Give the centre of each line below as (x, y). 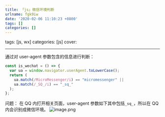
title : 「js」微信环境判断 (30, 10)
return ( (18, 75)
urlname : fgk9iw (22, 14)
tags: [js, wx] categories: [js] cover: (41, 42)
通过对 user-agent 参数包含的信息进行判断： (50, 57)
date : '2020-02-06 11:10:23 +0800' (41, 19)
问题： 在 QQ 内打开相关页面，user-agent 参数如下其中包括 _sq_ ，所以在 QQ (82, 103)
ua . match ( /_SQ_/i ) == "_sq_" (44, 84)
